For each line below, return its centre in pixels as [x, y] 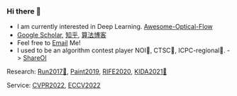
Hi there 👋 [24, 11]
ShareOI [35, 58]
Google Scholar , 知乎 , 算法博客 [62, 35]
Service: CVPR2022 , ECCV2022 [54, 85]
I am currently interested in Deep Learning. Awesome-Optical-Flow [115, 27]
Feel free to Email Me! [49, 43]
